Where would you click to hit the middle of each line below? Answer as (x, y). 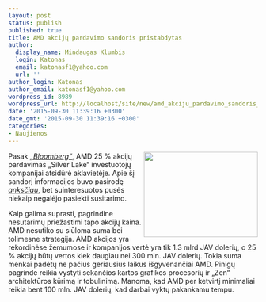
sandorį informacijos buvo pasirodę (66, 181)
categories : (28, 126)
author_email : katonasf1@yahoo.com (67, 89)
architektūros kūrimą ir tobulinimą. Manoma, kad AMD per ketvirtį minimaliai (132, 281)
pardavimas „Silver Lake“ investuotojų (70, 164)
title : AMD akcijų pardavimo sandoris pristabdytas (95, 38)
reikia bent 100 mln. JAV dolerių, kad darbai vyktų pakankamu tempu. (122, 289)
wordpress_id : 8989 (40, 97)
